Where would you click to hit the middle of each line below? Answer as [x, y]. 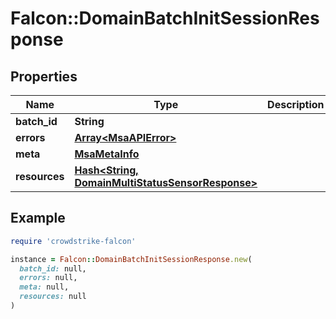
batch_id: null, [53, 268]
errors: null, [48, 278]
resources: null [53, 297]
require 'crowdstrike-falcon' [73, 241]
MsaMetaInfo [107, 154]
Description [296, 104]
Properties [44, 76]
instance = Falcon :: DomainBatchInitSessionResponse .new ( [131, 259]
